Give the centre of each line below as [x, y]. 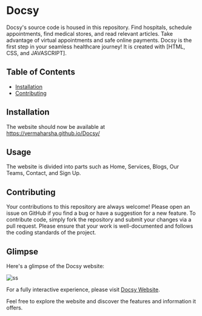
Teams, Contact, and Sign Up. [44, 173]
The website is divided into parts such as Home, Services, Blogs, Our [93, 166]
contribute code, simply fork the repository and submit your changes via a [99, 220]
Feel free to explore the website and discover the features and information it [101, 301]
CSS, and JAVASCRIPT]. [36, 53]
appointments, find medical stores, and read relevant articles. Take [89, 33]
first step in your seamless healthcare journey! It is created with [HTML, [96, 47]
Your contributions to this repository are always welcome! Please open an [98, 207]
